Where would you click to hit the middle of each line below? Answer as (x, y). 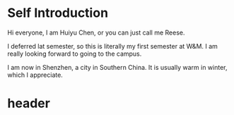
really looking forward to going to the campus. (75, 54)
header (29, 103)
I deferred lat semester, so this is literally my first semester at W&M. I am (112, 46)
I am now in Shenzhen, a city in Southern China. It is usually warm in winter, (117, 67)
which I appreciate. (35, 75)
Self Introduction (58, 13)
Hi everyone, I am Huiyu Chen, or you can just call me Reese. (96, 32)
